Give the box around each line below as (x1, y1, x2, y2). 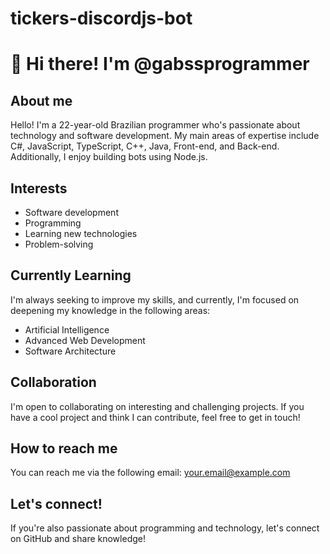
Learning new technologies (24, 228, 138, 239)
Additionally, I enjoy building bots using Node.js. (10, 151, 208, 163)
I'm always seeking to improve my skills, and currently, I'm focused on (10, 293, 300, 306)
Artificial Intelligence (24, 323, 110, 336)
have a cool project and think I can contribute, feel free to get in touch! (10, 411, 301, 423)
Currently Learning (10, 267, 132, 284)
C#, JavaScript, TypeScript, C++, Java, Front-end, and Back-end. (10, 140, 280, 152)
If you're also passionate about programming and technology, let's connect (10, 522, 320, 534)
